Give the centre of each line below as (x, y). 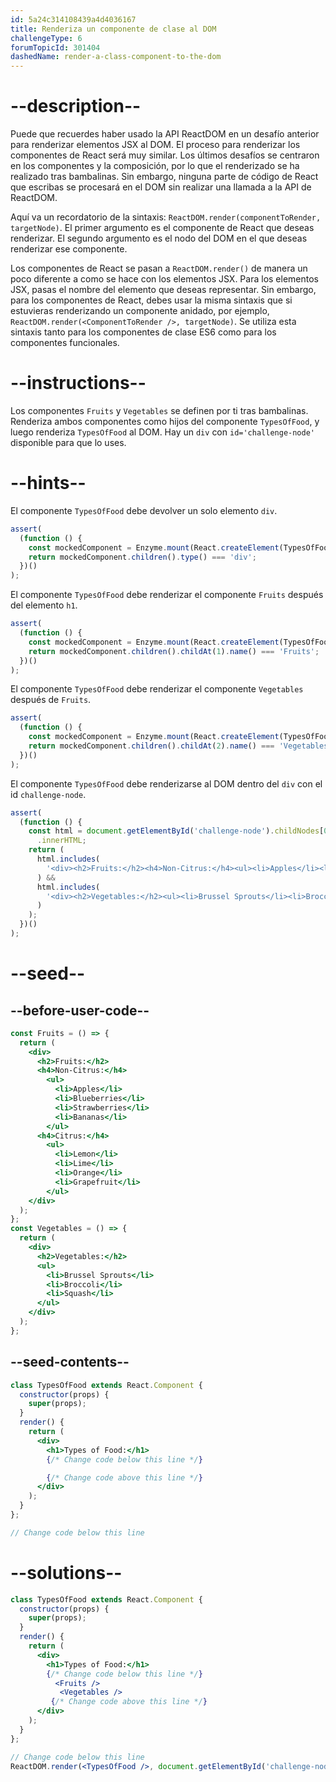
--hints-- (48, 483)
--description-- (76, 106)
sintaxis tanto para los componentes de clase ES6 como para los (143, 332)
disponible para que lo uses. (68, 442)
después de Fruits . (51, 700)
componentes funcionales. (65, 343)
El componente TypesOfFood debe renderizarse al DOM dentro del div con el (166, 783)
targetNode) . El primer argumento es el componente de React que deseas (162, 228)
